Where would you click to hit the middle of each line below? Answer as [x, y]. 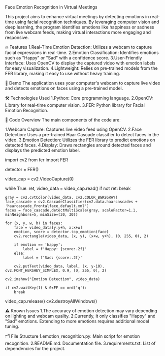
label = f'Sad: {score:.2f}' [53, 258]
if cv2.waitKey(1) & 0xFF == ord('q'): [46, 288]
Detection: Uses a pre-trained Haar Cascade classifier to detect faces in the [82, 134]
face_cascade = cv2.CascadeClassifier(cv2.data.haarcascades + [71, 202]
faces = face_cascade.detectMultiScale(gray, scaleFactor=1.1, [71, 210]
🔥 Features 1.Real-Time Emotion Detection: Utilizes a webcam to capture [79, 47]
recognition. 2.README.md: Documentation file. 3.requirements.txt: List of [81, 343]
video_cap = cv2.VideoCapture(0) [39, 179]
